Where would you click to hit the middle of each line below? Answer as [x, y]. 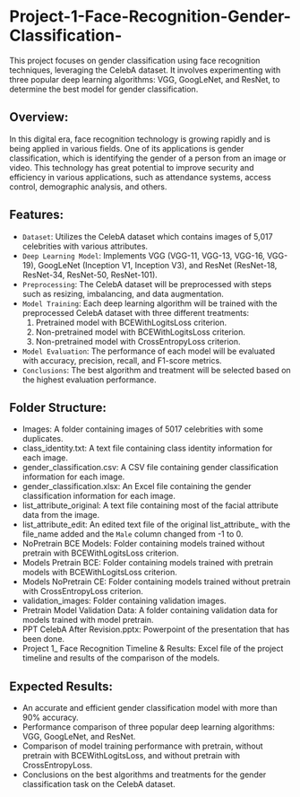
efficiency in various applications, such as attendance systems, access [140, 177]
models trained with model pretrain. [88, 620]
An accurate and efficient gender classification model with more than [150, 708]
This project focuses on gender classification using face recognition [135, 60]
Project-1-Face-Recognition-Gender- [150, 17]
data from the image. [61, 515]
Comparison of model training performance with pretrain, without [142, 746]
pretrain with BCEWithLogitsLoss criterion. [100, 553]
